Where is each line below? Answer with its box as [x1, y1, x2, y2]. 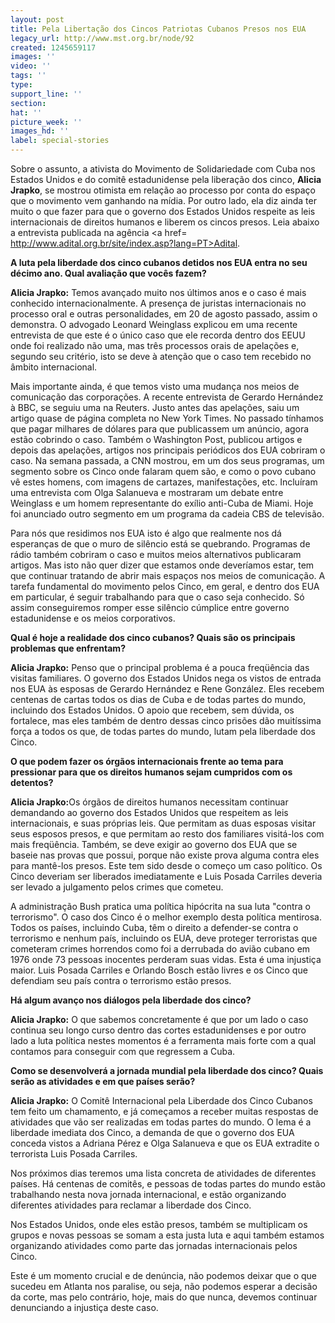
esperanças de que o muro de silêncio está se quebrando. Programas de [10, 538, 311, 550]
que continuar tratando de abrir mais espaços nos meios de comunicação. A [10, 570, 326, 581]
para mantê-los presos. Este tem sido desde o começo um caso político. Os [10, 860, 323, 871]
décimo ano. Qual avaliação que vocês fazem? [10, 267, 207, 279]
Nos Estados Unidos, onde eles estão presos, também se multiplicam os [10, 1219, 308, 1230]
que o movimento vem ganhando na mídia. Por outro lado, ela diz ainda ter [10, 195, 317, 206]
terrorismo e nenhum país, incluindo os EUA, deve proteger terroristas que [10, 932, 318, 944]
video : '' [10, 61, 52, 71]
